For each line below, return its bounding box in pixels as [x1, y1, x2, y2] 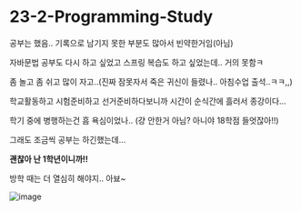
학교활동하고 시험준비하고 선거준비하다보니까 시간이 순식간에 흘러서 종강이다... [9, 95, 286, 106]
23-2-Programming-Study [9, 6, 214, 27]
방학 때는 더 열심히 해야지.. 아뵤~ [9, 173, 126, 184]
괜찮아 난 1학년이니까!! [9, 153, 89, 165]
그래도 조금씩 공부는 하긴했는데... [9, 134, 126, 145]
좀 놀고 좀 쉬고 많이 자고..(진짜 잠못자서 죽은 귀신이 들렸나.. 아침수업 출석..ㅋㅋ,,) [9, 75, 293, 87]
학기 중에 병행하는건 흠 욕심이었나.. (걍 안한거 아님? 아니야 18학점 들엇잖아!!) [9, 115, 279, 126]
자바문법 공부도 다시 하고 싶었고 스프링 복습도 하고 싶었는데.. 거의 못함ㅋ [9, 56, 264, 67]
